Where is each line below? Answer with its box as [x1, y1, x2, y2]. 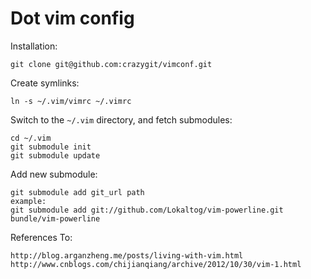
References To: [10, 231, 73, 243]
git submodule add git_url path [10, 187, 145, 197]
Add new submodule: [10, 168, 98, 180]
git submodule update [10, 150, 101, 161]
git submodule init [10, 142, 92, 152]
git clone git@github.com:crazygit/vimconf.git [10, 59, 213, 69]
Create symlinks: [10, 77, 80, 89]
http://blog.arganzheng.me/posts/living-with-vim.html [10, 250, 244, 261]
